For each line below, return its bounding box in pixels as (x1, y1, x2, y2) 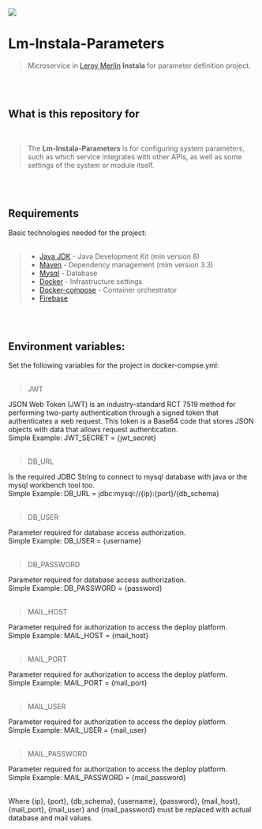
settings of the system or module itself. (27, 160, 155, 170)
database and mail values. (8, 813, 93, 823)
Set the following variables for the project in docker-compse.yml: (8, 360, 219, 370)
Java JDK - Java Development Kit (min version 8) (39, 252, 200, 261)
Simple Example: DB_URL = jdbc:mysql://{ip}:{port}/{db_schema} (8, 489, 219, 499)
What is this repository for (8, 107, 140, 121)
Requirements (8, 207, 79, 220)
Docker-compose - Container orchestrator (39, 285, 178, 294)
